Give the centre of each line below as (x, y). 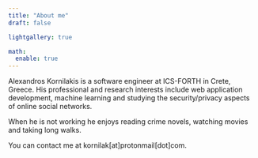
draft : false (30, 23)
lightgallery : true (40, 37)
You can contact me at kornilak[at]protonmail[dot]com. (98, 145)
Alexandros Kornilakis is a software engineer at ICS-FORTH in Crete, (120, 81)
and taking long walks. (45, 130)
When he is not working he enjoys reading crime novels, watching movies (128, 122)
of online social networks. (50, 107)
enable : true (37, 59)
